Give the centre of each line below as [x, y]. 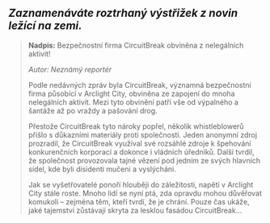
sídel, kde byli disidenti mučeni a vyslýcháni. [102, 169]
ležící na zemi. [45, 26]
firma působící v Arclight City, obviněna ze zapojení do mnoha [131, 93]
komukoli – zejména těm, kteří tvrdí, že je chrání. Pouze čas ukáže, [139, 201]
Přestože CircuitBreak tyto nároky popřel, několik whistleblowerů [136, 126]
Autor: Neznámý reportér [70, 69]
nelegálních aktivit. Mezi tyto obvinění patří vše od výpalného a [133, 102]
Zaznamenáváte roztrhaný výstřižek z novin [123, 13]
